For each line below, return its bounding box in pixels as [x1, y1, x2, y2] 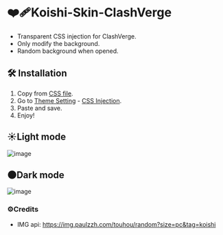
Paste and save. [16, 104, 63, 112]
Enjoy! [16, 111, 35, 120]
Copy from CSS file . [16, 89, 73, 98]
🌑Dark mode [7, 169, 65, 181]
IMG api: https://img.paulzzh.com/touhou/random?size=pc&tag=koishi [16, 220, 216, 228]
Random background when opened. [16, 47, 119, 55]
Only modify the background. [16, 39, 100, 47]
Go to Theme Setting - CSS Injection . [16, 96, 122, 104]
